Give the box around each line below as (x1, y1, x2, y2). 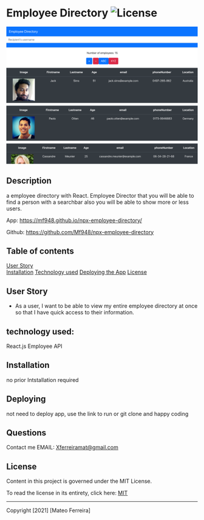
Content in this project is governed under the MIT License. (6, 477, 152, 485)
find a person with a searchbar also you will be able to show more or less (6, 198, 189, 206)
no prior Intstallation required (6, 376, 79, 383)
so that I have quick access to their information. (15, 309, 135, 316)
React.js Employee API (6, 342, 63, 350)
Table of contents (6, 246, 74, 256)
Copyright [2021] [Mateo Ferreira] (6, 507, 91, 514)
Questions (6, 428, 47, 438)
